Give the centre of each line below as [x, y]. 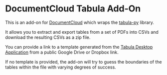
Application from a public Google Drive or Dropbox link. [62, 52]
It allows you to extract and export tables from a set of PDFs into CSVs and [82, 32]
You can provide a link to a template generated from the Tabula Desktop [79, 47]
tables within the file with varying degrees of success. [61, 67]
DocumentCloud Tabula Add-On [73, 9]
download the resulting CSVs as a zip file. [48, 37]
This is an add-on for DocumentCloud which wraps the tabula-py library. [80, 22]
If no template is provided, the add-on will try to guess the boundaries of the [83, 62]
